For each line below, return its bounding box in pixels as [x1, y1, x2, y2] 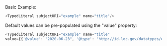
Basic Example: [5, 4, 37, 10]
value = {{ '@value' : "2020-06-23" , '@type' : [5, 36, 94, 41]
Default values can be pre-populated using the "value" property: [5, 22, 137, 28]
